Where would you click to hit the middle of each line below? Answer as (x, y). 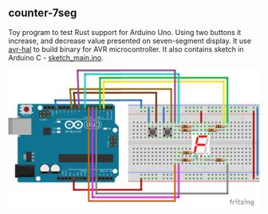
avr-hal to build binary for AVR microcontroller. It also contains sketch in (126, 49)
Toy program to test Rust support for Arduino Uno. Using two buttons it (125, 32)
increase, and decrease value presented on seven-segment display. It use (130, 41)
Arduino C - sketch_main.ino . (56, 57)
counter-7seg (43, 13)
